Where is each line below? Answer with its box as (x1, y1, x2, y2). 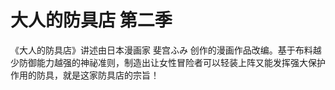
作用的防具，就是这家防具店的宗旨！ (10, 69, 160, 81)
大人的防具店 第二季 (10, 9, 173, 32)
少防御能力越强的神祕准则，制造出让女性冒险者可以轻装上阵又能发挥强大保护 (10, 56, 326, 68)
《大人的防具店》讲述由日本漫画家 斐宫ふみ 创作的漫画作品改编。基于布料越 (10, 44, 322, 56)
